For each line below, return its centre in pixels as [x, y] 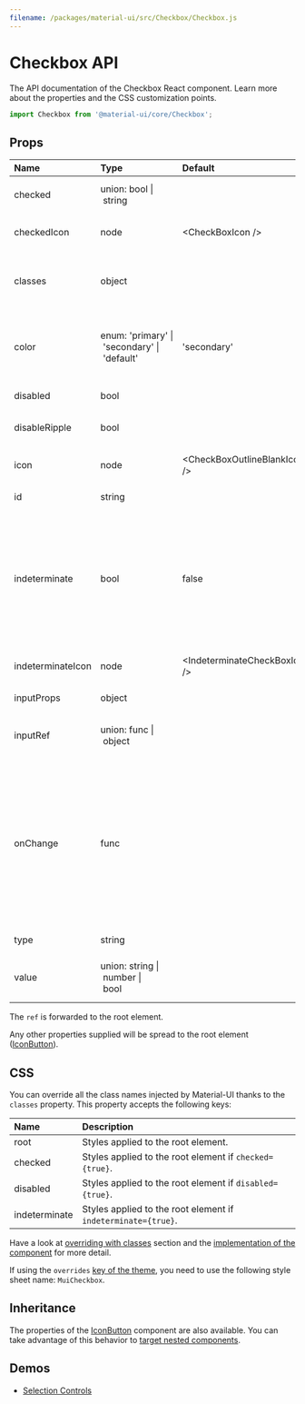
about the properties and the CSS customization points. [113, 97]
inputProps [37, 698]
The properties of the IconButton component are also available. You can [144, 1330]
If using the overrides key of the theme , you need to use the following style [150, 1270]
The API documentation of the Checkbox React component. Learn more [143, 88]
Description [108, 1127]
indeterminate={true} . [129, 1220]
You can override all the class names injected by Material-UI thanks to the [148, 1095]
